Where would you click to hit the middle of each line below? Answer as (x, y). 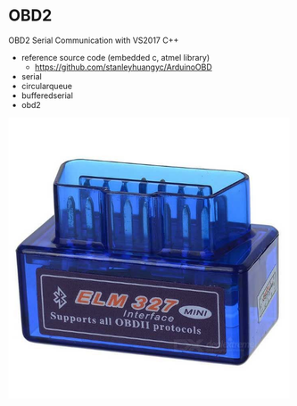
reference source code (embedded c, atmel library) (115, 57)
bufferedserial (47, 95)
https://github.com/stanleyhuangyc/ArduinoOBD (124, 67)
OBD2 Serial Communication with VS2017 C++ (94, 40)
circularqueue (47, 86)
